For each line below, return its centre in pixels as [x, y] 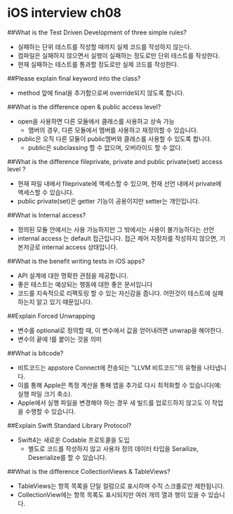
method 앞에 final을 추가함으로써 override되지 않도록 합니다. [101, 93]
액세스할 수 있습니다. [46, 192]
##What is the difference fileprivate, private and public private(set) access [115, 161]
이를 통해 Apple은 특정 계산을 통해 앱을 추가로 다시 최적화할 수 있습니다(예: [120, 385]
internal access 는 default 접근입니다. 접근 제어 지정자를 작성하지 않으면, [118, 238]
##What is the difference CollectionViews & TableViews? [89, 471]
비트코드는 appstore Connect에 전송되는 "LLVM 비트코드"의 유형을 [109, 367]
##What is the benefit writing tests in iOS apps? [76, 261]
